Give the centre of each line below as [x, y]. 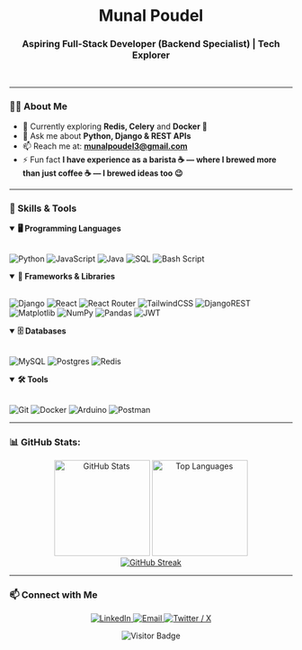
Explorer [151, 55]
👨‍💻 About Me [38, 106]
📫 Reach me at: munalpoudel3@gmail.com [105, 146]
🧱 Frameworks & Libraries [66, 277]
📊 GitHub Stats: [45, 442]
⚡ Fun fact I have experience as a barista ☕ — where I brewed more [149, 160]
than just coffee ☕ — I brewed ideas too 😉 [102, 173]
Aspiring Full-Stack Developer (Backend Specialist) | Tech [151, 44]
